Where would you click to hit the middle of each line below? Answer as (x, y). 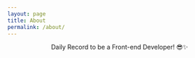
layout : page (27, 14)
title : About (27, 21)
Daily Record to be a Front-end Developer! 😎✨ (120, 47)
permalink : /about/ (36, 27)
